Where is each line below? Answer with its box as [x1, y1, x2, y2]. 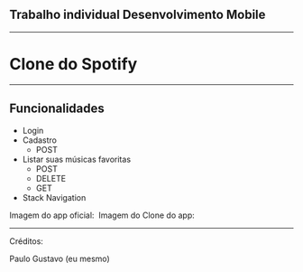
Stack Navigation [22, 192, 87, 202]
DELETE [35, 173, 66, 183]
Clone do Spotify [9, 54, 138, 74]
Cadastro [22, 135, 57, 145]
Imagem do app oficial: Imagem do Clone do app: [9, 210, 196, 220]
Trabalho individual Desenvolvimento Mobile [9, 7, 266, 23]
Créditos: [9, 235, 43, 247]
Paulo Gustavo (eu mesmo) [9, 253, 110, 264]
